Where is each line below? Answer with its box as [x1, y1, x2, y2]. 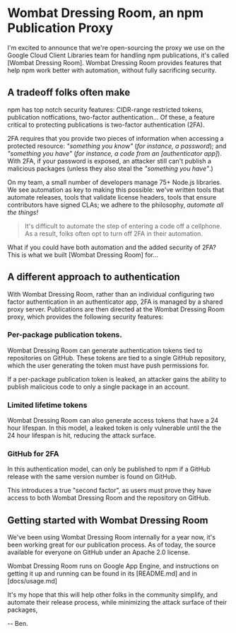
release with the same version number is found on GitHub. [7, 472, 177, 481]
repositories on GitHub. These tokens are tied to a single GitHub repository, [7, 353, 226, 362]
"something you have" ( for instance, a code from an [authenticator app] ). [7, 149, 223, 157]
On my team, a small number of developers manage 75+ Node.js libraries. [7, 178, 222, 186]
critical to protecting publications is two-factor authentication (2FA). [7, 120, 205, 129]
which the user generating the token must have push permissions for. [7, 361, 210, 370]
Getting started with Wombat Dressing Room [7, 514, 208, 526]
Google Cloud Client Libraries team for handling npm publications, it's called [7, 51, 230, 59]
